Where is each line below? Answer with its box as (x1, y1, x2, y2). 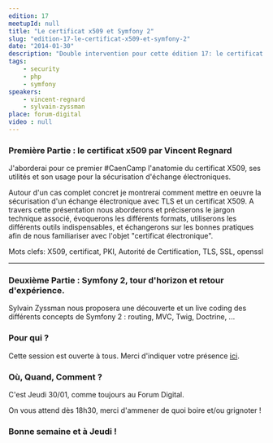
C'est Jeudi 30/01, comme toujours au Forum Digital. (8, 390, 184, 400)
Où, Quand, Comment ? (8, 371, 103, 383)
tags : (8, 58, 27, 66)
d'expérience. (8, 285, 65, 296)
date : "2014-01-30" (8, 42, 75, 50)
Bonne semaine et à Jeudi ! (8, 425, 118, 436)
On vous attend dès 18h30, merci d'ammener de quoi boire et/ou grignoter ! (8, 406, 262, 415)
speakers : (8, 87, 42, 96)
